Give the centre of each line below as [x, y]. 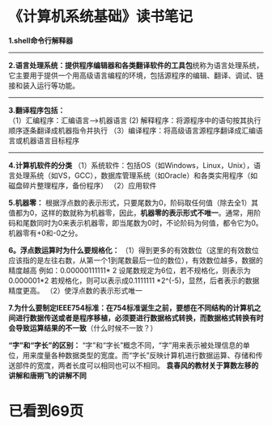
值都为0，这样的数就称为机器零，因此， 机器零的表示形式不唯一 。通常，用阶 [135, 213]
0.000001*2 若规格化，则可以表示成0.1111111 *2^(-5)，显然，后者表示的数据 [134, 280]
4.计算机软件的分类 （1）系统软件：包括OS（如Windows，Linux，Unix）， [131, 165]
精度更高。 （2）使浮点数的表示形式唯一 [76, 290]
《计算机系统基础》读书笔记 [101, 17]
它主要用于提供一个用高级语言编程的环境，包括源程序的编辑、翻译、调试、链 [136, 75]
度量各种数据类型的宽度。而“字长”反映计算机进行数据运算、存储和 [146, 355]
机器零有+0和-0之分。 [45, 233]
